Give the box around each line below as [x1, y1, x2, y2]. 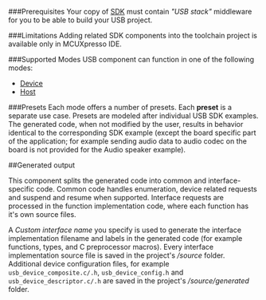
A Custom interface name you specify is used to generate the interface [8, 225, 241, 235]
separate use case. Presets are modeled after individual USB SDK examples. [8, 111, 259, 120]
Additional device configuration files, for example [8, 259, 170, 268]
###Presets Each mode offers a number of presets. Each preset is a [8, 103, 233, 112]
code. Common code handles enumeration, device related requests [36, 184, 257, 194]
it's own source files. [8, 210, 77, 219]
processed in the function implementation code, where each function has [8, 201, 249, 211]
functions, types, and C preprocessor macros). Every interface [8, 243, 213, 251]
